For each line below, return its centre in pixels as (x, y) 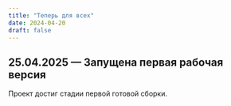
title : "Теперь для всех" (51, 15)
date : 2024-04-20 (37, 23)
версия (27, 75)
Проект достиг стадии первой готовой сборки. (88, 94)
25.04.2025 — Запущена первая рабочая (116, 62)
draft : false (30, 30)
